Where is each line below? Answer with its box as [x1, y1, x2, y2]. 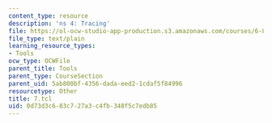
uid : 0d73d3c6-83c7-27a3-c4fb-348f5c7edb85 [8, 102, 158, 110]
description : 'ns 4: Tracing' [8, 19, 111, 28]
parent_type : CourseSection [8, 72, 104, 80]
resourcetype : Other [8, 87, 79, 95]
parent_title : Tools [8, 65, 79, 73]
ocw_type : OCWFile [8, 57, 70, 66]
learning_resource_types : [8, 42, 96, 50]
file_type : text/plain [8, 34, 85, 43]
